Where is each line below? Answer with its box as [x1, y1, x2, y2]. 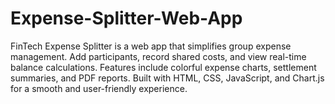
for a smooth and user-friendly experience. [10, 82, 188, 94]
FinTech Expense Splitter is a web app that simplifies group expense [10, 40, 292, 52]
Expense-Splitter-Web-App [10, 7, 243, 30]
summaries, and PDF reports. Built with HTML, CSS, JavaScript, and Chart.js [10, 72, 325, 84]
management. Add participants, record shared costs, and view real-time [10, 50, 307, 62]
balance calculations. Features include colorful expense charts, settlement [10, 61, 317, 73]
